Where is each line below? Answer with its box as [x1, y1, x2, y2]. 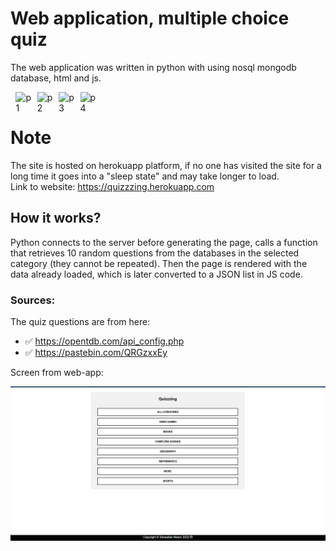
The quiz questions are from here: [10, 315, 151, 327]
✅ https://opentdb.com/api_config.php [24, 335, 185, 347]
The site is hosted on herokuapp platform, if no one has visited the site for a [10, 159, 322, 171]
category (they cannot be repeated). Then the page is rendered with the [10, 257, 308, 269]
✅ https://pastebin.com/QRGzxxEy [24, 346, 168, 358]
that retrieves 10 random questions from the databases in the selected [10, 247, 300, 259]
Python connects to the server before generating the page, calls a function [10, 236, 318, 248]
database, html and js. [10, 72, 102, 84]
